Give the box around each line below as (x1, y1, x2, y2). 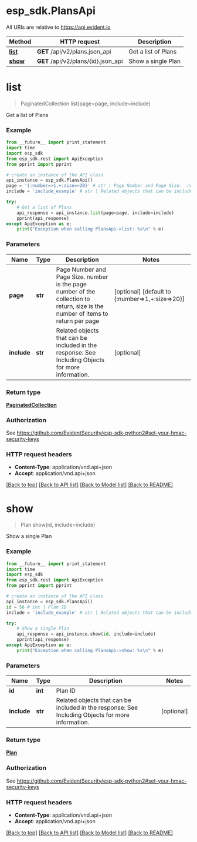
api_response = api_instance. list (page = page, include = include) (16, 210, 175, 216)
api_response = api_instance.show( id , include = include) (16, 631, 157, 637)
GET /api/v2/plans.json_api (37, 47, 111, 55)
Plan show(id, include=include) (20, 522, 96, 529)
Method (9, 37, 32, 45)
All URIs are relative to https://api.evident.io (6, 24, 111, 31)
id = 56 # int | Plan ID (6, 604, 67, 610)
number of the (56, 287, 96, 295)
